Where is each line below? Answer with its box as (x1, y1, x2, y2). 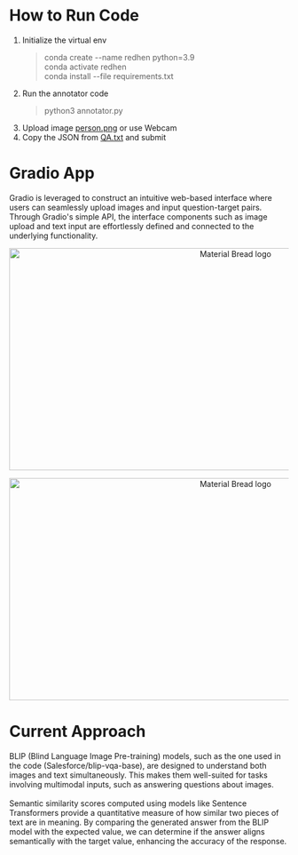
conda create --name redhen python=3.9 (43, 52, 195, 62)
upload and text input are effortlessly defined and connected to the (9, 220, 255, 231)
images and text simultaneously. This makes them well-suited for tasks (9, 770, 268, 780)
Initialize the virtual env (21, 35, 107, 45)
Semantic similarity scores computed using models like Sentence (9, 797, 247, 809)
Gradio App (9, 164, 95, 183)
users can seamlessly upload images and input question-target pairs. (9, 202, 263, 212)
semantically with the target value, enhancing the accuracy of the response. (9, 835, 287, 846)
